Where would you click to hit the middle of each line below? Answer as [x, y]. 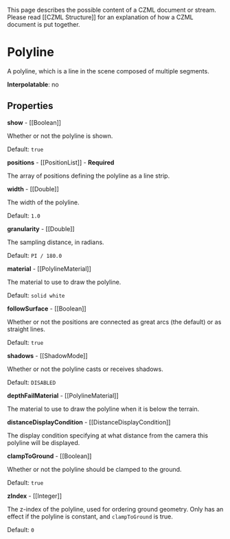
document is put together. [44, 24]
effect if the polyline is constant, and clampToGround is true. [90, 516]
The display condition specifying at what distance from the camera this [107, 435]
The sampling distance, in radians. [56, 242]
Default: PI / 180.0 [35, 255]
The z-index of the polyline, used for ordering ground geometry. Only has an [115, 509]
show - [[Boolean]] [34, 122]
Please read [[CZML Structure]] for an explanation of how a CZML [100, 17]
